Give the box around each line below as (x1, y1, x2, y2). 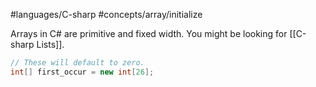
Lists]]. (36, 39, 65, 50)
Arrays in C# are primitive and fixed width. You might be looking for (10, 28, 288, 39)
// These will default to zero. (10, 58, 145, 68)
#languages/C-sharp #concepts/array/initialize (10, 9, 203, 20)
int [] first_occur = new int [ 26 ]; (10, 67, 155, 77)
